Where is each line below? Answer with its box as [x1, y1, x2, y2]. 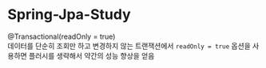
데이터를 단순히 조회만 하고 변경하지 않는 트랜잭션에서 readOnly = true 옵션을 [7, 41, 251, 51]
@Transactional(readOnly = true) [7, 32, 116, 41]
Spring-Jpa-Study [7, 6, 131, 24]
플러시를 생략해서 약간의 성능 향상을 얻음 [28, 51, 155, 60]
